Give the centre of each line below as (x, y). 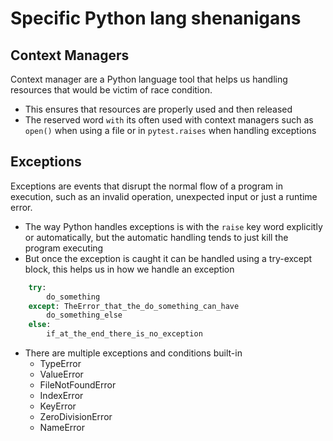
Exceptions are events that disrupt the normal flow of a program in (146, 186)
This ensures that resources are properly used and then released (158, 109)
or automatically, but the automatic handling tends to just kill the (156, 237)
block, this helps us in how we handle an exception (129, 269)
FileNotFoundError (78, 385)
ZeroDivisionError (76, 417)
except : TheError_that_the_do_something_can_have (134, 306)
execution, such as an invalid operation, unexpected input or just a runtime (164, 196)
